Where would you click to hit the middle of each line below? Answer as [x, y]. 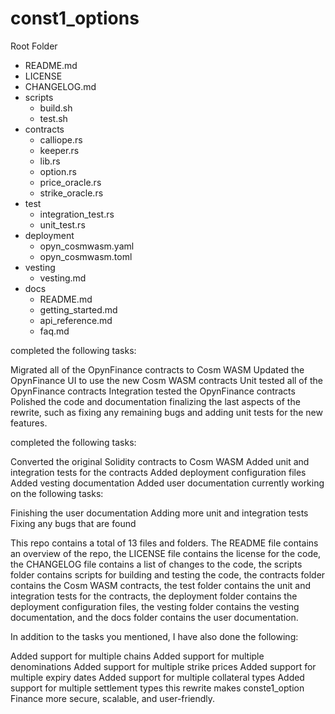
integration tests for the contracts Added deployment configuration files [158, 472]
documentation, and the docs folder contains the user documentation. [154, 617]
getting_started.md [78, 309]
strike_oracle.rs [71, 193]
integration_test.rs [77, 214]
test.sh [53, 118]
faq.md [54, 331]
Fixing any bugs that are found [73, 523]
